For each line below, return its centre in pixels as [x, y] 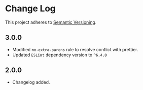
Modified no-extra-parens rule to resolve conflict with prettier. [75, 49]
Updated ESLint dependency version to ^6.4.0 [59, 55]
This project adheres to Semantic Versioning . [51, 22]
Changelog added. [31, 82]
